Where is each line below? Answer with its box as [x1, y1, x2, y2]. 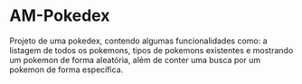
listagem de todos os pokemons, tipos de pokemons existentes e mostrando [9, 44, 294, 55]
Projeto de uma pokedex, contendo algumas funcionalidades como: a [9, 35, 269, 46]
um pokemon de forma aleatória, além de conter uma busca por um [9, 54, 261, 65]
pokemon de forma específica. [9, 64, 124, 75]
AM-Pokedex [9, 5, 110, 26]
